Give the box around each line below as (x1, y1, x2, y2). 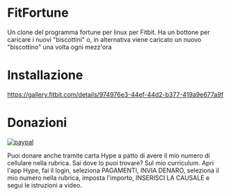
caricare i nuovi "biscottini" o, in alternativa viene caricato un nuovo (7, 35, 202, 43)
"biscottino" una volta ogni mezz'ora (7, 43, 112, 51)
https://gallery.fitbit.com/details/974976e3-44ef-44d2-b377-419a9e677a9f (7, 90, 224, 98)
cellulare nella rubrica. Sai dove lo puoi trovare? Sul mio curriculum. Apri (7, 158, 214, 167)
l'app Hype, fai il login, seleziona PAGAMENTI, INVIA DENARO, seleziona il (7, 166, 219, 174)
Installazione (7, 68, 83, 83)
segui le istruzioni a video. (7, 181, 82, 189)
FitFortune (7, 5, 69, 21)
